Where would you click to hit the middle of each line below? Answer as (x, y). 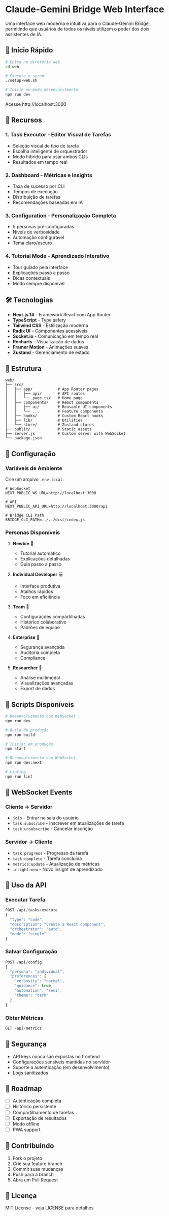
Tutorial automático (40, 553)
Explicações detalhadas (45, 559)
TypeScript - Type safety (39, 320)
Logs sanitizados (30, 1073)
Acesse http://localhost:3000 (36, 104)
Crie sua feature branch (37, 1164)
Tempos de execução (35, 191)
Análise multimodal (40, 678)
